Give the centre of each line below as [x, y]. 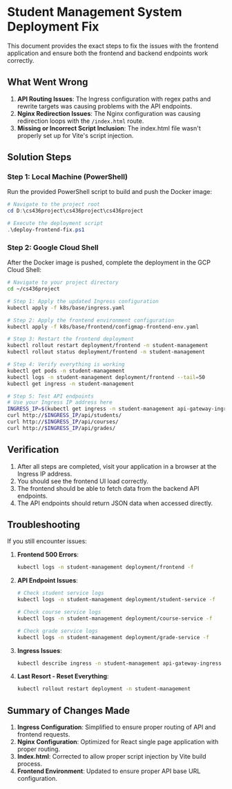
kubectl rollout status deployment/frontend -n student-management [106, 352]
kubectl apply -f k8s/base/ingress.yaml [66, 308]
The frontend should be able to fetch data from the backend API [108, 488]
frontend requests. [43, 734]
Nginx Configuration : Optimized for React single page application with [118, 742]
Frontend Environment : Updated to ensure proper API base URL [109, 771]
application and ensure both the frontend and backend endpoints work [108, 53]
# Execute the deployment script [55, 224]
